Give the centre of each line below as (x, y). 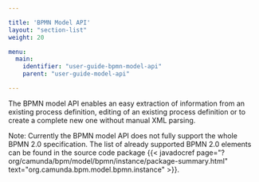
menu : (17, 52)
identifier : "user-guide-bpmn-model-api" (92, 67)
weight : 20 (26, 37)
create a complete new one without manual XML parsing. (102, 120)
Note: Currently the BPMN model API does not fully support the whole (123, 135)
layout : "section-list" (48, 30)
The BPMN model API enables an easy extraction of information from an (127, 103)
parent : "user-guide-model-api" (76, 74)
